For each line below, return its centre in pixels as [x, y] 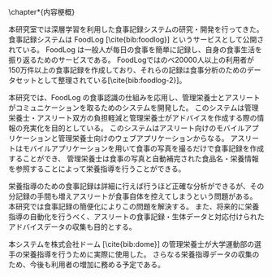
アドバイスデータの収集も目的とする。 [72, 227]
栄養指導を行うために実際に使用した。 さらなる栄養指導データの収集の [141, 254]
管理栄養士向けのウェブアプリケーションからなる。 [143, 138]
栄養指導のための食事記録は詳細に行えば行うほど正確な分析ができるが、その [136, 186]
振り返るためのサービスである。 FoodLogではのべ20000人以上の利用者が [131, 60]
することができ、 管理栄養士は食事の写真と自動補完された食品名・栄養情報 [134, 158]
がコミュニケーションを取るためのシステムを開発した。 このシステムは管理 [134, 108]
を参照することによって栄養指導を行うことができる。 [97, 169]
